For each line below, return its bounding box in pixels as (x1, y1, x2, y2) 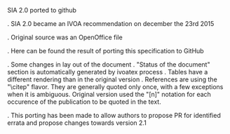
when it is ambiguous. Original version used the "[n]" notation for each (7, 91, 212, 98)
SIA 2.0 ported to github (7, 6, 77, 14)
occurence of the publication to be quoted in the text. (7, 98, 161, 106)
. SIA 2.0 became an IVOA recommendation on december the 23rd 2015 (7, 20, 215, 27)
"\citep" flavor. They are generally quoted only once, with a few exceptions (7, 83, 224, 91)
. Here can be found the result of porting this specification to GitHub (7, 47, 205, 55)
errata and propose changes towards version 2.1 (7, 119, 147, 127)
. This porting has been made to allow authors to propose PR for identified (7, 112, 221, 119)
